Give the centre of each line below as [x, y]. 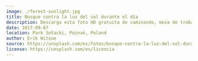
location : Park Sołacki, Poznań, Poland [57, 33]
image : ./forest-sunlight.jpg [43, 11]
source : [16, 44]
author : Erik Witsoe [32, 38]
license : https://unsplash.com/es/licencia [60, 49]
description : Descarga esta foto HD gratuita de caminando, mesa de [92, 22]
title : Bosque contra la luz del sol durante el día [72, 17]
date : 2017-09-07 [27, 28]
